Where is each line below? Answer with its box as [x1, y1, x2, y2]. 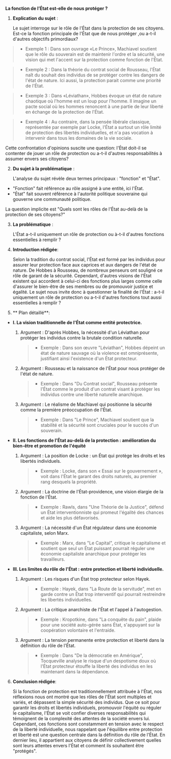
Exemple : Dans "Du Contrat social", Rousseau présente [40, 381, 158, 386]
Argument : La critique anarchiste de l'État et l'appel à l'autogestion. [20, 607, 163, 612]
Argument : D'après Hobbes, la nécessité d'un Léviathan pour [20, 329, 150, 335]
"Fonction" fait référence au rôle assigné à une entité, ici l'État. [12, 186, 144, 191]
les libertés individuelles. [40, 597, 93, 603]
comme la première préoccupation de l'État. [20, 407, 112, 413]
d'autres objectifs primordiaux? [12, 36, 78, 42]
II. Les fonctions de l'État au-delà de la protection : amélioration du [12, 437, 156, 443]
